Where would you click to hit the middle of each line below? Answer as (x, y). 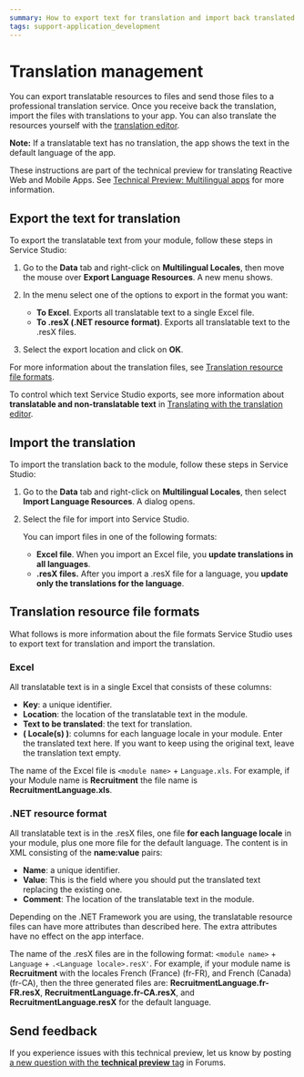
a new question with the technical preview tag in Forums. (117, 1062)
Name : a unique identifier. (71, 870)
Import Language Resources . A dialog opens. (109, 502)
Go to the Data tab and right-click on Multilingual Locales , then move (153, 268)
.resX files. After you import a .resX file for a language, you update (162, 574)
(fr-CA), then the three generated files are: (89, 983)
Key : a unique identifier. (67, 705)
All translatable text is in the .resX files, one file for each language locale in (151, 833)
